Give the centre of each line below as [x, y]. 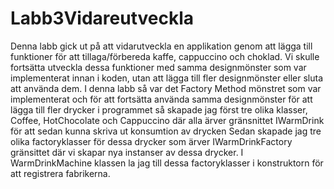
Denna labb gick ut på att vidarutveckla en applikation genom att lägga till [161, 46]
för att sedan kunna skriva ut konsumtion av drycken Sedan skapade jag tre [166, 131]
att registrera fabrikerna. [60, 173]
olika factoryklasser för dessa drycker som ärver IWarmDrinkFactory [151, 141]
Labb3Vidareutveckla [102, 18]
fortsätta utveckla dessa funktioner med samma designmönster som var [158, 67]
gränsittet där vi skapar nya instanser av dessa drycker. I [127, 152]
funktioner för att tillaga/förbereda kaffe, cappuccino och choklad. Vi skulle [165, 56]
